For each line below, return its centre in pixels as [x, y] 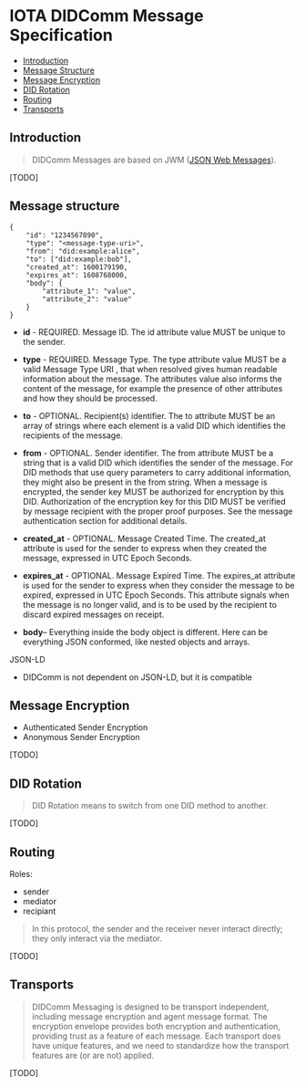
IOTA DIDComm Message [107, 16]
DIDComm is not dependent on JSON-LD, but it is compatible [137, 677]
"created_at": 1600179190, [77, 267]
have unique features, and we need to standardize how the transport [160, 1045]
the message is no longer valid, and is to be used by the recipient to [150, 604]
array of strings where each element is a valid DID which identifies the [154, 425]
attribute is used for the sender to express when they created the [144, 548]
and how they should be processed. [90, 398]
